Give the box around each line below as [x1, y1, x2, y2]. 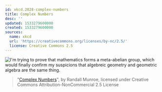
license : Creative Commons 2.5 [9, 43, 73, 48]
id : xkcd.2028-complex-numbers [5, 7, 69, 12]
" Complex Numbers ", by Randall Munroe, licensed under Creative [17, 76, 149, 82]
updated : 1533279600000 [5, 20, 54, 26]
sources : [5, 30, 23, 35]
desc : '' [5, 16, 23, 21]
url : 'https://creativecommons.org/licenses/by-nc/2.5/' [9, 39, 128, 44]
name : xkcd [9, 35, 32, 39]
